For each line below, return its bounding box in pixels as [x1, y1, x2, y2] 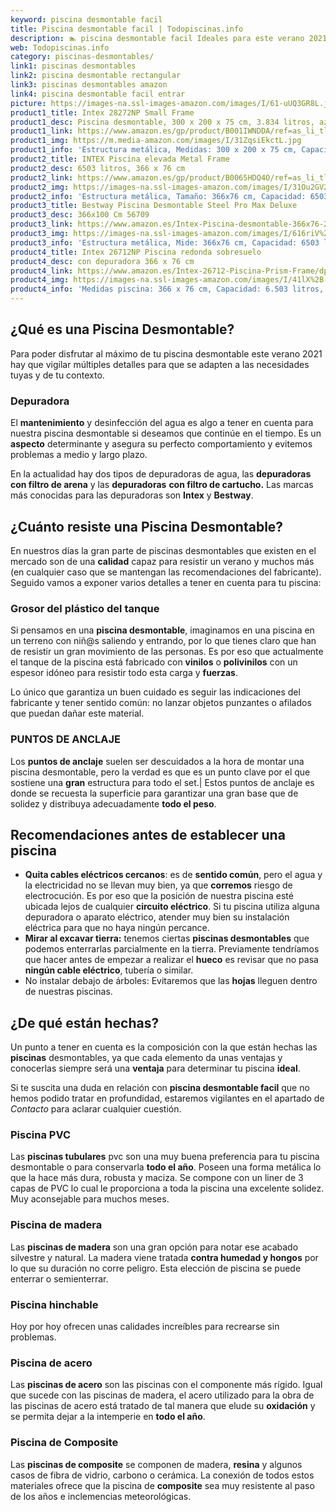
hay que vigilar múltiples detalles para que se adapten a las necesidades [10, 358, 310, 370]
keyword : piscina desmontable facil [10, 14, 163, 25]
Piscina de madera [10, 1218, 103, 1232]
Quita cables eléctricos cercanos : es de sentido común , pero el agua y [24, 869, 323, 881]
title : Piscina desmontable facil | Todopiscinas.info [10, 24, 244, 34]
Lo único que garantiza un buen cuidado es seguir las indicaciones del [10, 686, 301, 698]
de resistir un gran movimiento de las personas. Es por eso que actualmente [10, 646, 324, 658]
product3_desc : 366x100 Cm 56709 [10, 210, 150, 220]
